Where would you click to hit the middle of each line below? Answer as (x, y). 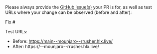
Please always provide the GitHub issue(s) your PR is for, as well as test (78, 7)
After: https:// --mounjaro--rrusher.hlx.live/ (56, 46)
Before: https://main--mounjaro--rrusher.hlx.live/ (63, 41)
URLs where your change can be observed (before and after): (69, 12)
